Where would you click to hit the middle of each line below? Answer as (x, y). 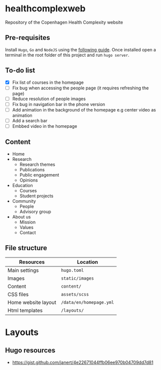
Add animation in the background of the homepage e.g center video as (84, 110)
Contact (28, 232)
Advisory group (35, 211)
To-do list (20, 70)
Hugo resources (30, 351)
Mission (28, 222)
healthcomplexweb (45, 9)
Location (88, 262)
